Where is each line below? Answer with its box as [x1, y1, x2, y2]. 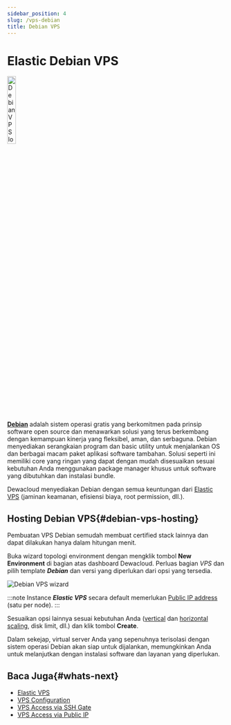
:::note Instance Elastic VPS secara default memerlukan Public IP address [7, 594, 218, 602]
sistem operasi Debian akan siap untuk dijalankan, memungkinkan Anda [7, 642, 212, 651]
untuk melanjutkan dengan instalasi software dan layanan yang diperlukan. [7, 650, 220, 658]
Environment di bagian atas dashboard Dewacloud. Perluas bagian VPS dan [7, 559, 225, 568]
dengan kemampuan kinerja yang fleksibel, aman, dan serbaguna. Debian [7, 435, 217, 443]
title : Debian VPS [7, 23, 60, 30]
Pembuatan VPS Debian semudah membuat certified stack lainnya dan [7, 531, 209, 540]
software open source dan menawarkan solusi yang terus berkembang [7, 427, 209, 436]
